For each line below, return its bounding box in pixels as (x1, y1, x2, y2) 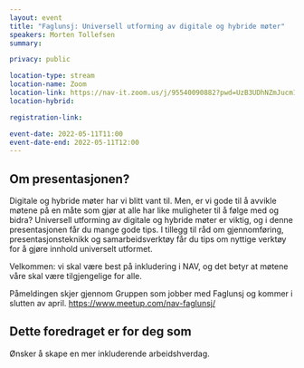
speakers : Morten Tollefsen (9, 30, 116, 39)
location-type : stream (9, 72, 95, 81)
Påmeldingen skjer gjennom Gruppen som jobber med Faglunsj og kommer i (9, 288, 293, 299)
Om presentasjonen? (9, 171, 130, 187)
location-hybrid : (9, 96, 75, 105)
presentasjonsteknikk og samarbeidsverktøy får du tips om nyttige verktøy (9, 234, 287, 245)
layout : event (9, 13, 63, 23)
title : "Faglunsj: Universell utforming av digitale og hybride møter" (9, 22, 285, 31)
